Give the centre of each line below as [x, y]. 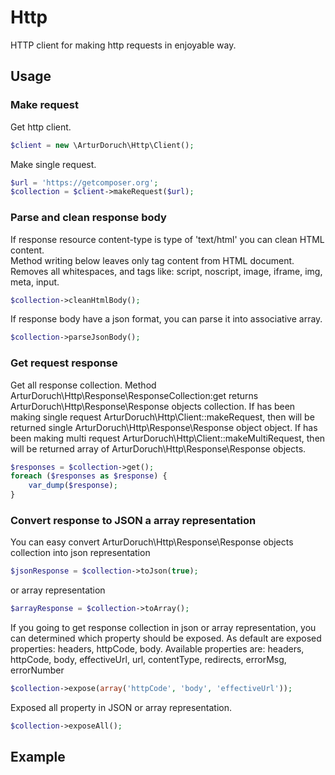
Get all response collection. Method [83, 385]
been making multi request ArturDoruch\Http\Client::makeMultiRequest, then [168, 438]
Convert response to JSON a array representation [133, 521]
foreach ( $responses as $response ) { [89, 476]
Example [38, 757]
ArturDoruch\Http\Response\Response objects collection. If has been [153, 406]
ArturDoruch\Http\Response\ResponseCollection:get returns [134, 395]
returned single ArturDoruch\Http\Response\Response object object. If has [164, 427]
